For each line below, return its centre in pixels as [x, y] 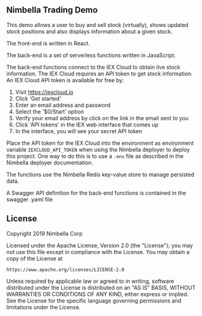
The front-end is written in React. [48, 43]
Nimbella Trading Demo [52, 10]
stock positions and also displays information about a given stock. [89, 31]
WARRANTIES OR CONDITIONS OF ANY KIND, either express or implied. [97, 294]
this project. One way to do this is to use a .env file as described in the [95, 156]
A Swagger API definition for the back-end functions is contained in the [96, 193]
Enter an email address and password [63, 105]
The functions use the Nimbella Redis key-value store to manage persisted [100, 174]
